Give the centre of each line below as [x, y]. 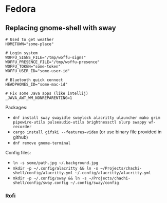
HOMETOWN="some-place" [30, 44]
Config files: [18, 153]
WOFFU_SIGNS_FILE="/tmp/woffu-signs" [46, 57]
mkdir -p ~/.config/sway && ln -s [50, 178]
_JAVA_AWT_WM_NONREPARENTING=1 [39, 98]
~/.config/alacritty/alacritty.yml [113, 173]
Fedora [21, 9]
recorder [22, 127]
